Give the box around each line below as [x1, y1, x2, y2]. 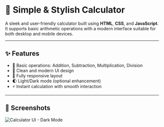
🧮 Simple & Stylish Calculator [5, 4, 125, 16]
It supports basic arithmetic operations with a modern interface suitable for [5, 25, 156, 31]
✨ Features [5, 50, 40, 58]
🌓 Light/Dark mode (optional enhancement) [12, 78, 101, 84]
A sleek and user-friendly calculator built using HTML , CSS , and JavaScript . [5, 20, 159, 26]
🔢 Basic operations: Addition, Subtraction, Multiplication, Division [12, 62, 143, 68]
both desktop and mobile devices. [5, 31, 73, 36]
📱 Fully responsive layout [12, 73, 62, 78]
